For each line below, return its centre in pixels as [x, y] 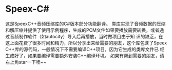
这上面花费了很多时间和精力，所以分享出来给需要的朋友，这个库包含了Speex [86, 43]
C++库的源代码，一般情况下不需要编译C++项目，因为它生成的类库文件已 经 [85, 49]
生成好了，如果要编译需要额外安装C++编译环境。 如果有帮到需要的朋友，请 [85, 55]
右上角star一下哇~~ [26, 62]
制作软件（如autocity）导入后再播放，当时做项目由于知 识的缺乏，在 [91, 36]
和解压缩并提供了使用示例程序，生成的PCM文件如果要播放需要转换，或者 [82, 30]
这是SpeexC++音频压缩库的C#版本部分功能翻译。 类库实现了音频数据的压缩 [85, 24]
